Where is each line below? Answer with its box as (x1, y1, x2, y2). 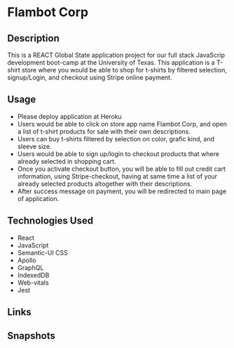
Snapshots (7, 330, 56, 342)
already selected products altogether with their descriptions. (17, 179, 193, 188)
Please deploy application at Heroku (17, 112, 123, 120)
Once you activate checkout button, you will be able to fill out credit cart (17, 165, 226, 173)
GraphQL (17, 263, 44, 271)
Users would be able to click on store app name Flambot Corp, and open (17, 120, 228, 128)
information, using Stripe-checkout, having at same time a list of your (17, 172, 218, 180)
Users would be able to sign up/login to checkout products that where (17, 149, 219, 158)
